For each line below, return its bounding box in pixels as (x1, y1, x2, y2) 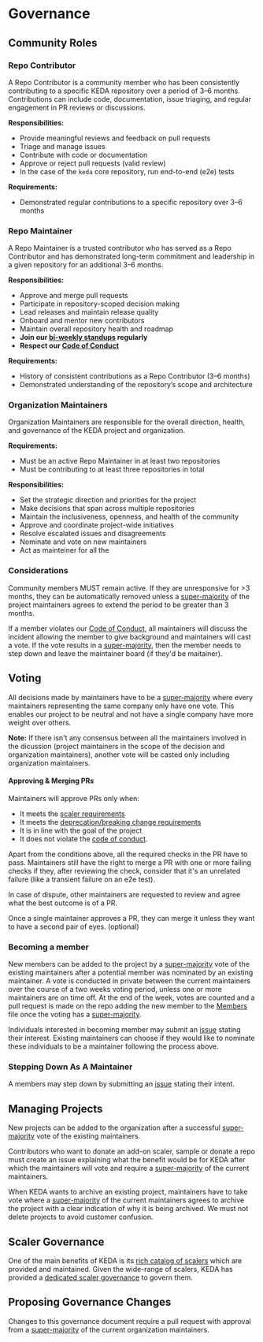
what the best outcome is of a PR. (8, 898, 118, 908)
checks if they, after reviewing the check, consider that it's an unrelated (8, 866, 241, 875)
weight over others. (8, 718, 72, 727)
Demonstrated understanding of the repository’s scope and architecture (19, 380, 254, 390)
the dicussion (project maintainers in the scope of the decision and (8, 741, 225, 751)
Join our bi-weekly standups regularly (19, 333, 148, 342)
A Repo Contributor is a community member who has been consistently (8, 77, 240, 87)
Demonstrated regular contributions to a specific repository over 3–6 (19, 197, 243, 207)
